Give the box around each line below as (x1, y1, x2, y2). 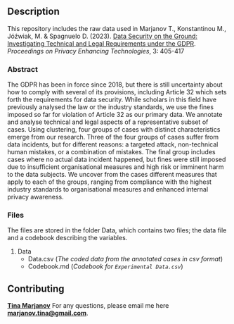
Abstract (7, 64, 39, 74)
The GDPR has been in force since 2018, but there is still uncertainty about (7, 80, 223, 89)
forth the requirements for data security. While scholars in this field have (7, 95, 216, 104)
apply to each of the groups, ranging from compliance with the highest (7, 177, 212, 186)
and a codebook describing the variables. (7, 234, 128, 242)
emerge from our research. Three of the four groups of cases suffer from (7, 133, 219, 142)
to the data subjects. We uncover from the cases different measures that (7, 170, 218, 179)
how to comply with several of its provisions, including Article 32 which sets (7, 88, 227, 96)
